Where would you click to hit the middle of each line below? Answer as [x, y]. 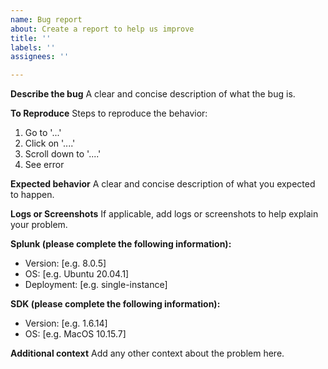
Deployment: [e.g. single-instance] [96, 285]
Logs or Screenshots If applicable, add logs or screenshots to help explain [164, 214]
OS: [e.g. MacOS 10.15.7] [75, 334]
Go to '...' [43, 133]
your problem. [39, 225]
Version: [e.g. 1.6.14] [66, 323]
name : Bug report [46, 19]
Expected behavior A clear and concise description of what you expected [163, 184]
